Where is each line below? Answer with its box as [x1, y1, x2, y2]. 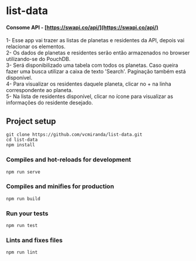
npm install [6, 142, 35, 148]
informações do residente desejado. [6, 99, 94, 106]
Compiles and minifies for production [6, 182, 114, 191]
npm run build [6, 195, 41, 202]
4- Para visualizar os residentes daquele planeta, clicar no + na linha [6, 80, 171, 87]
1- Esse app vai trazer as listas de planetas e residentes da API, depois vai [6, 37, 185, 44]
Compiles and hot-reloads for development [6, 155, 132, 164]
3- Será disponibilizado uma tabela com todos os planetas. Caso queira [6, 62, 178, 69]
